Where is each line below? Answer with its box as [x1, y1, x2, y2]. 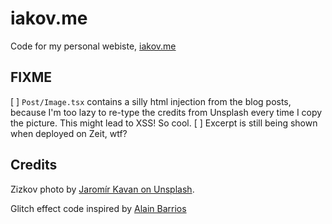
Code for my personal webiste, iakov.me [10, 40, 177, 52]
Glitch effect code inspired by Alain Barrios [10, 202, 187, 214]
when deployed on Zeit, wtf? [10, 127, 128, 139]
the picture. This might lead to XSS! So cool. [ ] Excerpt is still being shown [10, 117, 318, 129]
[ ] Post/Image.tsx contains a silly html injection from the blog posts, [10, 95, 292, 107]
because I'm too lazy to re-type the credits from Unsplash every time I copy [10, 106, 323, 118]
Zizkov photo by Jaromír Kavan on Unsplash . [10, 183, 195, 195]
